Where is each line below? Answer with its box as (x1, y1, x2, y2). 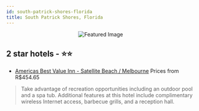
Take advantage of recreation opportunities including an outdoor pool (20, 85, 193, 92)
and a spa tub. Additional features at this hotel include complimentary (20, 92, 193, 99)
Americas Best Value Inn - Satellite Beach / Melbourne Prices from (14, 67, 179, 75)
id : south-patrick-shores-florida (6, 8, 93, 15)
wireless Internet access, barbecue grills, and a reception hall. (20, 98, 175, 105)
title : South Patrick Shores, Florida (6, 14, 103, 20)
